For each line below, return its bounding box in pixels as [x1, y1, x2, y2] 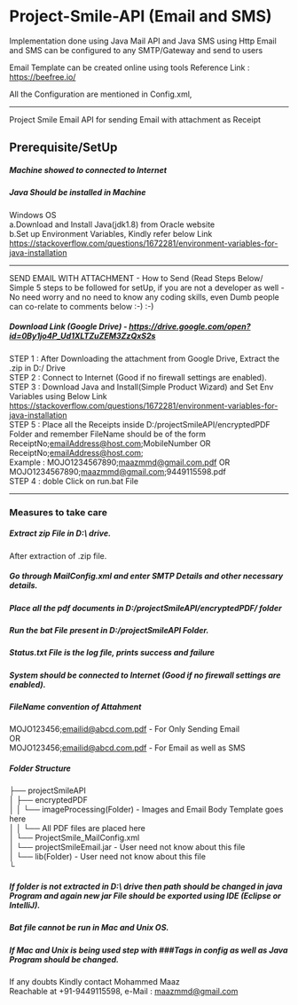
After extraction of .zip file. [9, 550, 107, 561]
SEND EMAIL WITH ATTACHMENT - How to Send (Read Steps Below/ [9, 272, 263, 283]
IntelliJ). [9, 899, 41, 910]
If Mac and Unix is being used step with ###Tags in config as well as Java [9, 945, 288, 955]
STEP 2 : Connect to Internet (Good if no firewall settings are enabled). [9, 372, 268, 382]
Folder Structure [9, 763, 71, 773]
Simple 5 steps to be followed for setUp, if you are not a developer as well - [9, 282, 286, 293]
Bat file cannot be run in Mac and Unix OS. [9, 923, 169, 933]
